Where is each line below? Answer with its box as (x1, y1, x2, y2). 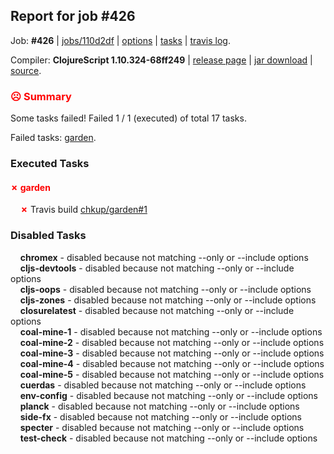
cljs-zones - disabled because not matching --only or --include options (19, 294, 317, 306)
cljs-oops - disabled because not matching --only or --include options (19, 283, 312, 295)
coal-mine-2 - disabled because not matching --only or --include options (19, 336, 325, 348)
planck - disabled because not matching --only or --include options (19, 400, 300, 412)
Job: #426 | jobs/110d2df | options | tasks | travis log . (10, 34, 231, 46)
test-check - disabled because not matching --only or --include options (19, 432, 318, 444)
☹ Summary (10, 89, 72, 103)
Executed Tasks (10, 157, 90, 171)
